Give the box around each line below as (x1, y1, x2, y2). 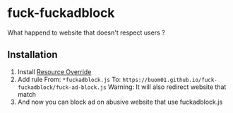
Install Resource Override (17, 67, 92, 76)
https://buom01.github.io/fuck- (122, 76, 217, 83)
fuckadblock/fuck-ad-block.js (17, 83, 107, 91)
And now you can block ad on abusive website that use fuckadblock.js (17, 97, 223, 106)
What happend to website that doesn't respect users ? (7, 28, 165, 37)
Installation (7, 49, 58, 61)
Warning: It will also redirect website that (108, 83, 227, 91)
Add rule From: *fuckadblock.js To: (17, 75, 121, 83)
